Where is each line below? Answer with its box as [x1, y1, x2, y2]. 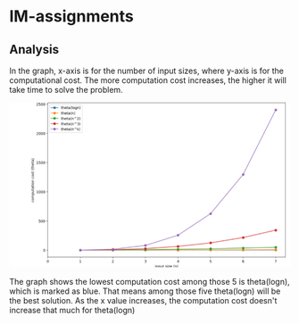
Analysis [9, 42, 60, 57]
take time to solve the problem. [9, 85, 123, 95]
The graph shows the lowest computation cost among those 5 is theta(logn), [9, 277, 290, 287]
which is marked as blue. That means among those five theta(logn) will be [9, 286, 281, 296]
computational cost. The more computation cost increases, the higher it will [9, 75, 287, 86]
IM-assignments [9, 6, 134, 27]
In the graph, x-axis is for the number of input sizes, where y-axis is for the [9, 65, 284, 76]
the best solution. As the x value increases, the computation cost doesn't [9, 295, 278, 306]
